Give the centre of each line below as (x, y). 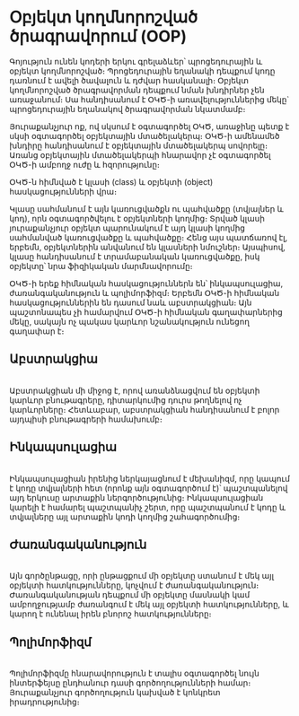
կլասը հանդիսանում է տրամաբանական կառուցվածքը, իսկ (135, 256)
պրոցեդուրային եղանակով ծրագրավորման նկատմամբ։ (128, 109)
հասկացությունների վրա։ (63, 191)
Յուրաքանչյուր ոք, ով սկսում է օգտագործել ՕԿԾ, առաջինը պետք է (149, 126)
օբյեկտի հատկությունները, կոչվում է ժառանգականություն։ (134, 585)
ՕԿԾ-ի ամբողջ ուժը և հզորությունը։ (84, 164)
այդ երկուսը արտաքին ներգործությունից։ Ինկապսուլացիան (136, 497)
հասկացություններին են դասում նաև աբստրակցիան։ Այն (131, 302)
